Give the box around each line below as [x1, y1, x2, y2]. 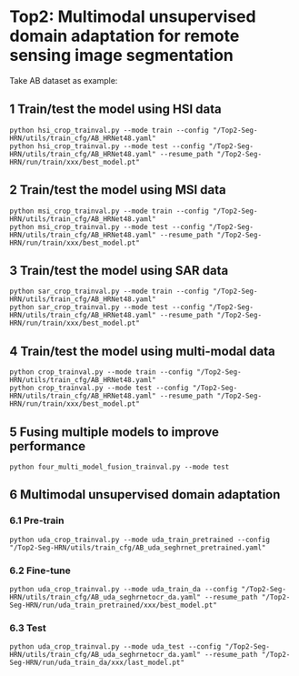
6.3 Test [9, 621, 47, 634]
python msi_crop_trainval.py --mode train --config [9, 207, 209, 216]
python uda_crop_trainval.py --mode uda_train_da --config [9, 584, 238, 593]
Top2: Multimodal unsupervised [9, 6, 256, 27]
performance [9, 439, 86, 454]
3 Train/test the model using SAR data [9, 262, 229, 278]
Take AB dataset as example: [9, 75, 118, 86]
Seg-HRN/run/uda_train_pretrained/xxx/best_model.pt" [9, 600, 218, 610]
